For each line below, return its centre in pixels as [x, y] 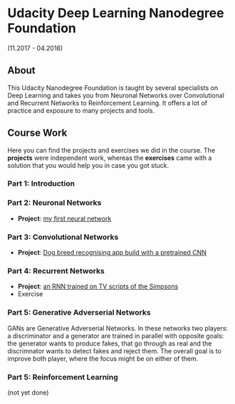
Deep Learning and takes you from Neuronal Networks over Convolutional [116, 95]
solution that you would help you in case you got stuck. [88, 165]
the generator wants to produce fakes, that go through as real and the [110, 343]
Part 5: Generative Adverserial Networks [79, 313]
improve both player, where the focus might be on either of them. [103, 358]
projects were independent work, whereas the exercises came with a [110, 158]
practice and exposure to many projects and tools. [81, 110]
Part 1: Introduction [41, 183]
